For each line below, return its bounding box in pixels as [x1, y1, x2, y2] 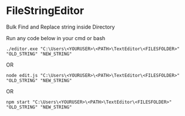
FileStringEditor [6, 4, 84, 17]
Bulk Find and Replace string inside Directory [6, 23, 115, 30]
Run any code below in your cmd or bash [6, 34, 106, 41]
